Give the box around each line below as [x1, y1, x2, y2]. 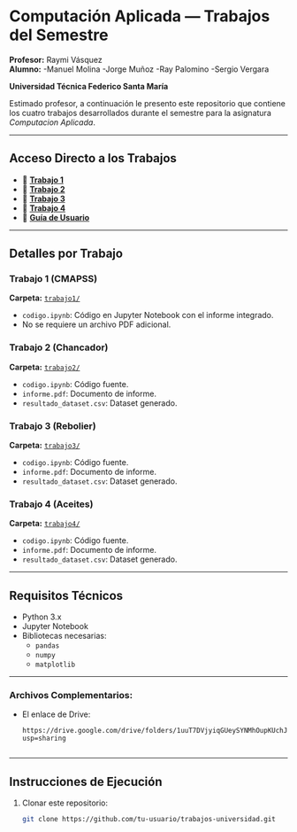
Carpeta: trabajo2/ [9, 362, 80, 372]
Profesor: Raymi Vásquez [9, 54, 103, 65]
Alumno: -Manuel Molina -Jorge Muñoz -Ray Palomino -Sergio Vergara [9, 64, 270, 74]
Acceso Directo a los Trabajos [9, 151, 177, 166]
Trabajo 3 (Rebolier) [9, 419, 96, 432]
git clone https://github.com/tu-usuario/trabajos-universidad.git [21, 815, 276, 824]
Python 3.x [21, 611, 62, 622]
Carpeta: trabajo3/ [9, 440, 80, 451]
